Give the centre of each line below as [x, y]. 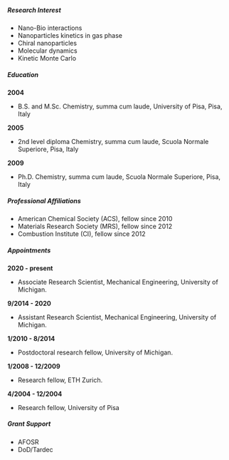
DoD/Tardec [35, 449]
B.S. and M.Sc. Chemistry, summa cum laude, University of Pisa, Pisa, [120, 106]
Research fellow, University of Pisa [68, 407]
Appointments [29, 250]
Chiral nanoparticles [47, 43]
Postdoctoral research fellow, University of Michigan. [95, 352]
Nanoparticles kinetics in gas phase [70, 35]
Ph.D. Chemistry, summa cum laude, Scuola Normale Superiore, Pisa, [119, 177]
